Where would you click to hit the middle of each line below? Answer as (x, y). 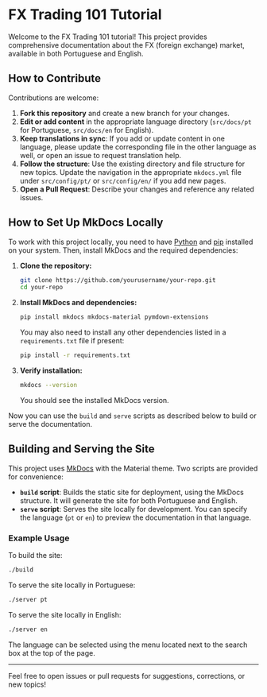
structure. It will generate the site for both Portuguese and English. (129, 500)
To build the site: (35, 556)
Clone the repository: (56, 265)
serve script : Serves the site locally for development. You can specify (133, 509)
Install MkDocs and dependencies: (78, 303)
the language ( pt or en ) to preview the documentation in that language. (135, 517)
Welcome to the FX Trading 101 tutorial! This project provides (108, 37)
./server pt (28, 599)
